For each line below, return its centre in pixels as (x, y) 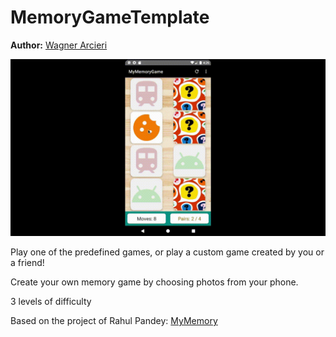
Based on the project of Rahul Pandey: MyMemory (114, 321)
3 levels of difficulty (51, 302)
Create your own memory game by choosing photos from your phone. (154, 282)
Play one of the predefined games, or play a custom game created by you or (167, 252)
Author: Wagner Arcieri (59, 45)
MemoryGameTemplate (110, 17)
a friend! (27, 263)
